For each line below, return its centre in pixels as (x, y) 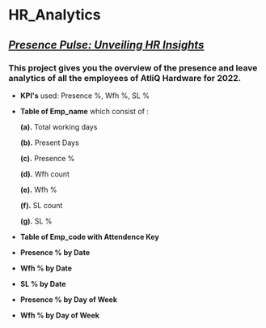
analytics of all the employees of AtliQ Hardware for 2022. (125, 78)
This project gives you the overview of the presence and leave (133, 68)
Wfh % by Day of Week (59, 315)
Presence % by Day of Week (69, 299)
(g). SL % (36, 221)
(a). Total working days (59, 126)
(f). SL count (41, 205)
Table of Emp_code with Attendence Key (89, 236)
